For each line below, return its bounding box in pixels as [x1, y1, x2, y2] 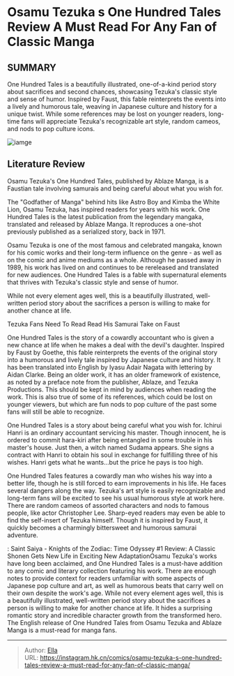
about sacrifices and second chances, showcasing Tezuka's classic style [7, 88, 217, 96]
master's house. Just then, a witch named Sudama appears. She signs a [7, 443, 214, 451]
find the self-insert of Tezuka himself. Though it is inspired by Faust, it [7, 516, 208, 524]
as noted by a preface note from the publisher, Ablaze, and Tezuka [7, 377, 198, 386]
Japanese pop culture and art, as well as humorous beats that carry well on [7, 581, 224, 589]
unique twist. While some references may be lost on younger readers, [7, 110, 208, 118]
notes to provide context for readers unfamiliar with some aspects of [7, 573, 204, 583]
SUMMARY [7, 61, 57, 73]
